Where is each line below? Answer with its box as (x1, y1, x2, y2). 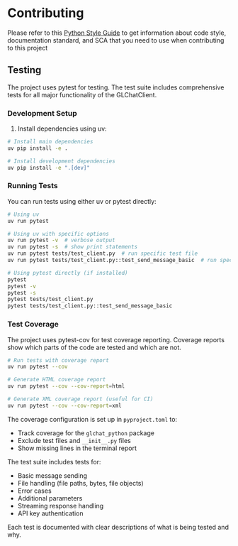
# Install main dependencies (7, 138, 93, 146)
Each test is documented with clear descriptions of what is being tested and (7, 523, 229, 531)
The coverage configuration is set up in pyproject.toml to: (7, 415, 178, 423)
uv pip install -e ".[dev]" (7, 164, 91, 171)
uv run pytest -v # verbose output (7, 236, 115, 244)
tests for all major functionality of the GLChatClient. (7, 90, 157, 99)
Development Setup (7, 108, 77, 118)
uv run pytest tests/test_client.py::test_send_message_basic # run (7, 257, 217, 264)
